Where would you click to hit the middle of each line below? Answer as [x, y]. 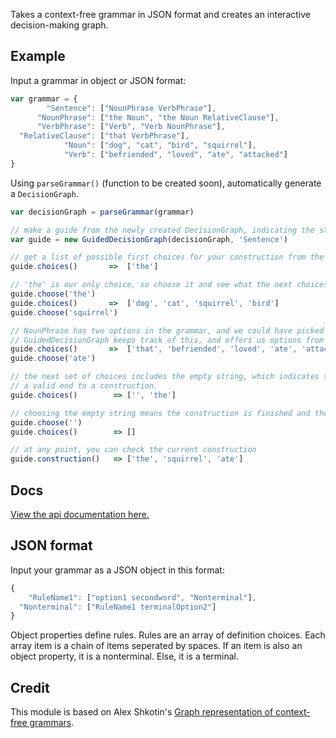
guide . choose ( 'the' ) [53, 294]
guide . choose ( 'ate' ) [53, 359]
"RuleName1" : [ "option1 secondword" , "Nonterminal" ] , [142, 597]
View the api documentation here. [80, 514]
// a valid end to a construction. [84, 386]
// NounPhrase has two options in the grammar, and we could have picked [167, 330]
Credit [30, 687]
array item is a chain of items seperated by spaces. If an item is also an [156, 646]
